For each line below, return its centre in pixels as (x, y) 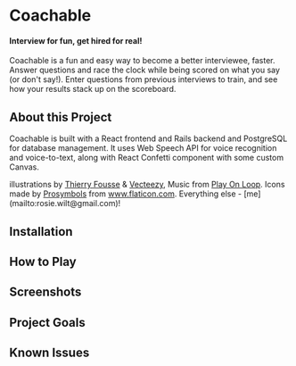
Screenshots (45, 292)
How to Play (43, 261)
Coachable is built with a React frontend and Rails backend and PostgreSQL (148, 138)
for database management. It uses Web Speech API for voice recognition (143, 148)
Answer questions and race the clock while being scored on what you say (145, 70)
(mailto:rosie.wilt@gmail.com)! (65, 204)
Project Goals (48, 322)
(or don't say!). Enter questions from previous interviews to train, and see (144, 79)
